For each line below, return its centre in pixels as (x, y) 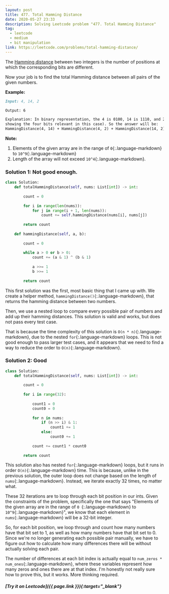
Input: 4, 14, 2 (22, 101)
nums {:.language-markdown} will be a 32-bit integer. (59, 518)
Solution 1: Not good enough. (41, 172)
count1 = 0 (44, 404)
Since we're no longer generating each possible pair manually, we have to (82, 538)
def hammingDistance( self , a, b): (50, 234)
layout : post (19, 10)
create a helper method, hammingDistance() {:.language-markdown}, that (80, 296)
